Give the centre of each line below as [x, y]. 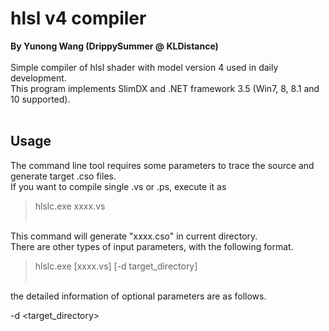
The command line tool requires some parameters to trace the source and [162, 165]
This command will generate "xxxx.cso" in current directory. [134, 236]
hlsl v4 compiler [78, 18]
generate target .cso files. [63, 176]
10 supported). [40, 99]
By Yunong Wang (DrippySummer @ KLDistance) [114, 46]
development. [38, 78]
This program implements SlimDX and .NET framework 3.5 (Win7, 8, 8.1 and [165, 88]
